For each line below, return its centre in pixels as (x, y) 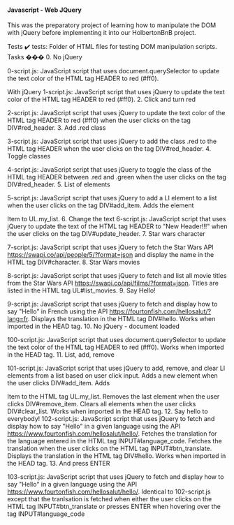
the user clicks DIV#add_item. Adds (59, 383)
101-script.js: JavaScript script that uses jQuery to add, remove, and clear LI (116, 368)
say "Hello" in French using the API (58, 311)
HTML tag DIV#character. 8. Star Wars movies (74, 262)
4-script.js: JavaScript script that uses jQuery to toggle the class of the (109, 170)
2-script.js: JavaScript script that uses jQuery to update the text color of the (116, 113)
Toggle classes (29, 156)
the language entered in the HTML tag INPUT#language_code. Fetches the (115, 441)
